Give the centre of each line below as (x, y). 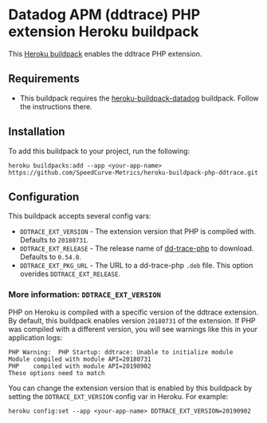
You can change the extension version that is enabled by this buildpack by (130, 388)
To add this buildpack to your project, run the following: (99, 151)
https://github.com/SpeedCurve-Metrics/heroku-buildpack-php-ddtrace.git (133, 172)
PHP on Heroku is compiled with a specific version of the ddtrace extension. (133, 312)
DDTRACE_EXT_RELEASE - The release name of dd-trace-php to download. (137, 248)
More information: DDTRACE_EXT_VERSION (85, 295)
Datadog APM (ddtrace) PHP (104, 15)
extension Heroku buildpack (104, 32)
